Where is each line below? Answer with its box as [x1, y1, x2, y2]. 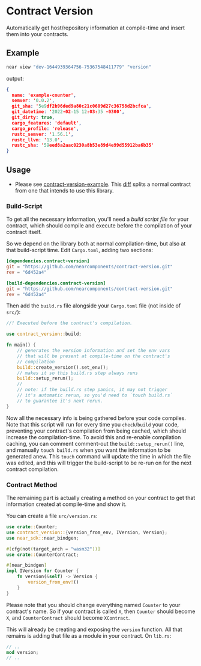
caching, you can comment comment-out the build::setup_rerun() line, [6, 440, 185, 447]
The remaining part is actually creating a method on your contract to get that [6, 495, 196, 502]
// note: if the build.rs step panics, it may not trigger [17, 387, 168, 393]
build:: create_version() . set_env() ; [17, 364, 109, 371]
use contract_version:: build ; [6, 331, 82, 338]
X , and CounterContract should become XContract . [6, 614, 130, 621]
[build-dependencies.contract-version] [6, 280, 106, 286]
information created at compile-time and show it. [6, 501, 127, 508]
